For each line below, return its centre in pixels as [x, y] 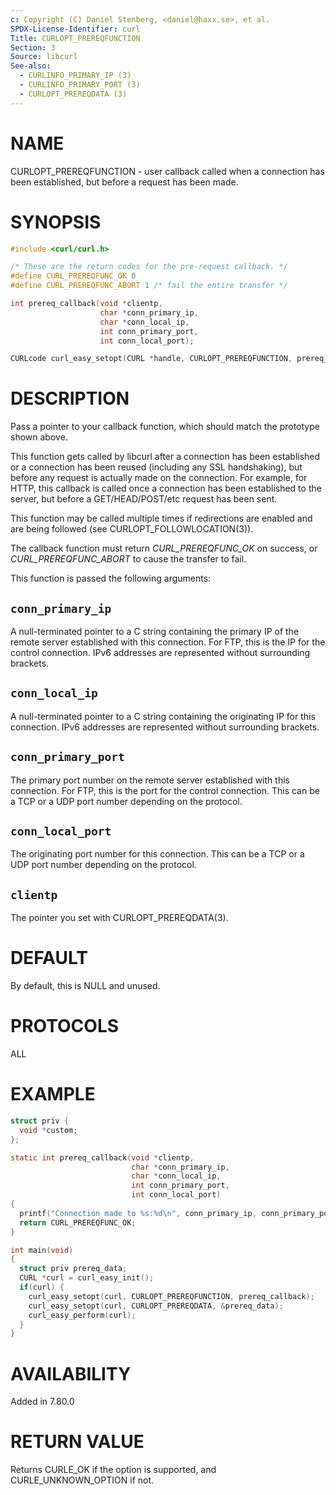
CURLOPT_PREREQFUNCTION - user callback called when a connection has [167, 171]
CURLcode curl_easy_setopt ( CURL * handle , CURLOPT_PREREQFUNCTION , [151, 359]
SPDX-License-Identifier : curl [75, 29]
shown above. [39, 437]
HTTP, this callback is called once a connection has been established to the [166, 488]
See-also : [31, 66]
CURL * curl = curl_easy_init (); [87, 1278]
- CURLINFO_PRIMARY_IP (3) [75, 76]
